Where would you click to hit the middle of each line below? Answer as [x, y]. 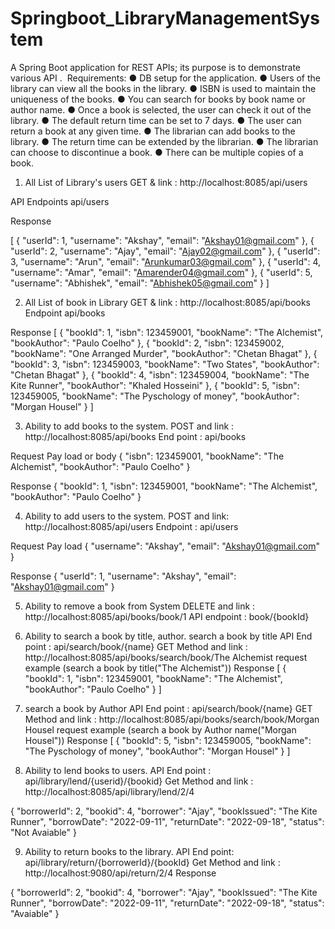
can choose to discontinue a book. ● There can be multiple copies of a [157, 152]
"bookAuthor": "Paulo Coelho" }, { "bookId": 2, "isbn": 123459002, [147, 343]
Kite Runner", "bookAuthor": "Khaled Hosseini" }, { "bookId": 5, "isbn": [155, 385]
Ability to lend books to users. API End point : [118, 770]
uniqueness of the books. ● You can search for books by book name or [158, 99]
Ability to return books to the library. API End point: [129, 851]
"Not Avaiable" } [43, 832]
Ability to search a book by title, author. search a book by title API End [168, 636]
